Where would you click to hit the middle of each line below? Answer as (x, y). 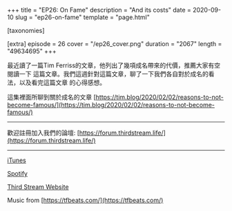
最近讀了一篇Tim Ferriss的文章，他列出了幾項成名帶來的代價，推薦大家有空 (114, 65)
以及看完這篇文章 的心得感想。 (62, 82)
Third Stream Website (38, 187)
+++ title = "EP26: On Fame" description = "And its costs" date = (99, 10)
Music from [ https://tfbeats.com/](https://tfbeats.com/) (85, 200)
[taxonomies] (26, 31)
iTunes (17, 160)
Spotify (17, 174)
